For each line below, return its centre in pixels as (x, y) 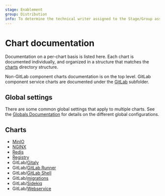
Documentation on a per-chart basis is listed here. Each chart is (69, 56)
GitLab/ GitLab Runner (34, 168)
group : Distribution (26, 14)
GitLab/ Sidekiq (27, 183)
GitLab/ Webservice (32, 188)
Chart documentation (50, 43)
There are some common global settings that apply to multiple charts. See (80, 109)
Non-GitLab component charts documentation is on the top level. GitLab (78, 77)
